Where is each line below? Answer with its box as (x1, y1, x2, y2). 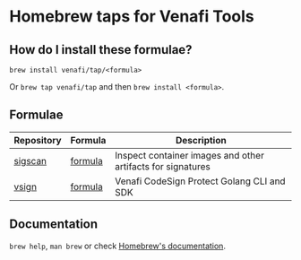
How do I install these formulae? (9, 42, 193, 57)
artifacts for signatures (115, 160, 211, 172)
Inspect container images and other (115, 149, 264, 161)
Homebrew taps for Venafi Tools (9, 6, 255, 27)
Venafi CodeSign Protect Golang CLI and (115, 175, 286, 187)
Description (176, 134, 227, 146)
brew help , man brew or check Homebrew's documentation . (9, 240, 227, 251)
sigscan (13, 154, 47, 167)
